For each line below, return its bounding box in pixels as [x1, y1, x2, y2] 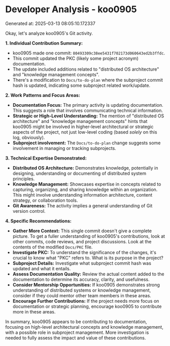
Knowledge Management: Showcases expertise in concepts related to [12, 181, 161, 187]
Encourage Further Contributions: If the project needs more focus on [12, 298, 159, 304]
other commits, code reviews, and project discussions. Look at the [12, 238, 152, 244]
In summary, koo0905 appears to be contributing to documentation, [5, 319, 147, 325]
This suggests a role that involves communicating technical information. [12, 107, 163, 113]
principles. [12, 175, 35, 181]
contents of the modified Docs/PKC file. [12, 244, 93, 250]
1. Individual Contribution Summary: [5, 40, 83, 46]
